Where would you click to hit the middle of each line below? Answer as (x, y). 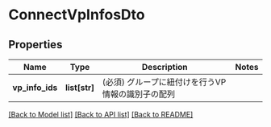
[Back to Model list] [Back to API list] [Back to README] (101, 115)
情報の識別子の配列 (139, 94)
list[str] (80, 88)
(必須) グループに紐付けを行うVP (164, 82)
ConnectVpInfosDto (77, 15)
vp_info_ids (35, 88)
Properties (35, 45)
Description (165, 67)
